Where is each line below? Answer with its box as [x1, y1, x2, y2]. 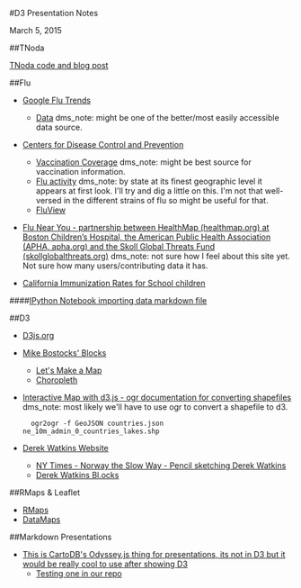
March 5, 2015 [9, 25, 63, 35]
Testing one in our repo [35, 568, 123, 579]
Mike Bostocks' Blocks [22, 348, 107, 358]
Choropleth [35, 375, 78, 385]
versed [35, 195, 62, 205]
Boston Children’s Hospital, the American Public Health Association [22, 231, 271, 242]
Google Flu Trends [22, 95, 92, 105]
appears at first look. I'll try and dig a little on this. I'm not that [35, 185, 263, 196]
